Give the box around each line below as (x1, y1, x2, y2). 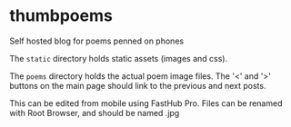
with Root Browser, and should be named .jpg (9, 107, 180, 118)
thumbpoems (9, 5, 114, 26)
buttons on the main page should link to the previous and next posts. (9, 80, 266, 91)
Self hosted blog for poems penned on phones (9, 35, 185, 46)
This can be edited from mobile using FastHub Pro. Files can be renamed (9, 97, 283, 109)
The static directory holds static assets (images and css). (9, 53, 228, 63)
